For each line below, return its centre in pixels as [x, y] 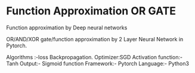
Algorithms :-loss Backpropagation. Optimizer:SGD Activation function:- [95, 57]
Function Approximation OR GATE [91, 11]
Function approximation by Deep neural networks [67, 28]
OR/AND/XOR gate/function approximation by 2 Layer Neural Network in [95, 39]
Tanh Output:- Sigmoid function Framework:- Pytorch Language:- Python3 [98, 63]
